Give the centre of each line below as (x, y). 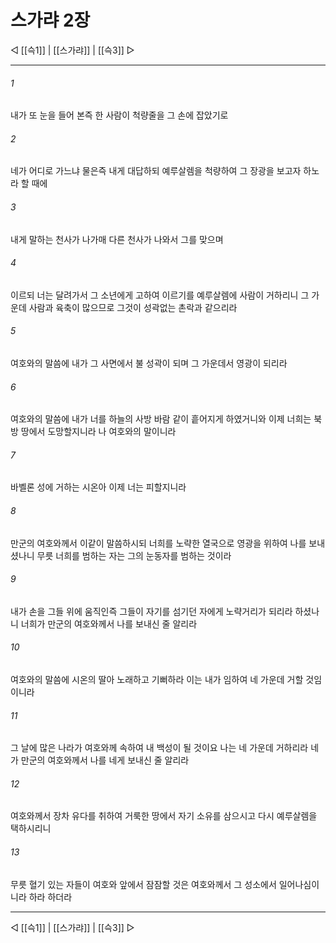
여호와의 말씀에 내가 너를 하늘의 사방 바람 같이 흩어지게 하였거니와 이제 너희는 (161, 419)
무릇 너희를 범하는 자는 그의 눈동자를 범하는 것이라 (134, 555)
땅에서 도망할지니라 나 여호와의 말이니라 (98, 432)
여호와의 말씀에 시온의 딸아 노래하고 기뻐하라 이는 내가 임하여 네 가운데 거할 (157, 679)
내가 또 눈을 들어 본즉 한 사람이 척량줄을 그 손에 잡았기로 (119, 115)
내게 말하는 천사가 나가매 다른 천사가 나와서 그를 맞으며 (117, 239)
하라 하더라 (50, 897)
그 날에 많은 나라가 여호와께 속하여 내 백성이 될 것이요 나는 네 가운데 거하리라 (159, 748)
